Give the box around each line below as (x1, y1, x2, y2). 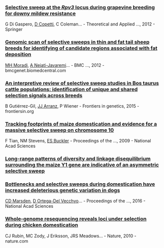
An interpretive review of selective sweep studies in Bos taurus (5, 80, 159, 86)
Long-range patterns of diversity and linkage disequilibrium (5, 155, 151, 162)
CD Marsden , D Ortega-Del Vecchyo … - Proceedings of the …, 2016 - (5, 198, 146, 204)
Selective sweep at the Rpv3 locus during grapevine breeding (5, 4, 155, 11)
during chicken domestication (5, 221, 79, 228)
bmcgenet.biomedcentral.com (5, 67, 66, 73)
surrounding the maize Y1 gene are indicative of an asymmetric (5, 162, 159, 168)
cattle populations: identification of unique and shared (5, 85, 138, 92)
